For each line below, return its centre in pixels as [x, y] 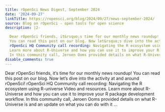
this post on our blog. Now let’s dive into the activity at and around [72, 78]
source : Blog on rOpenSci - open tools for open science [65, 23]
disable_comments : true [29, 59]
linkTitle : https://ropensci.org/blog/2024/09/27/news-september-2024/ [80, 19]
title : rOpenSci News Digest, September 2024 [52, 10]
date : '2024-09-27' [25, 14]
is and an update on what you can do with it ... [71, 104]
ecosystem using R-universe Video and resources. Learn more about [75, 89]
